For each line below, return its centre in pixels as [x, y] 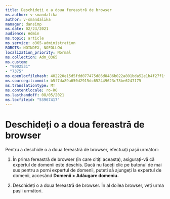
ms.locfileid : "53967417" [32, 99]
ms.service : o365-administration [40, 43]
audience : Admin [22, 34]
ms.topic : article [25, 39]
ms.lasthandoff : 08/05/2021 [35, 95]
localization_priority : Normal [38, 52]
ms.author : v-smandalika [31, 15]
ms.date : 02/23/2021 [27, 29]
